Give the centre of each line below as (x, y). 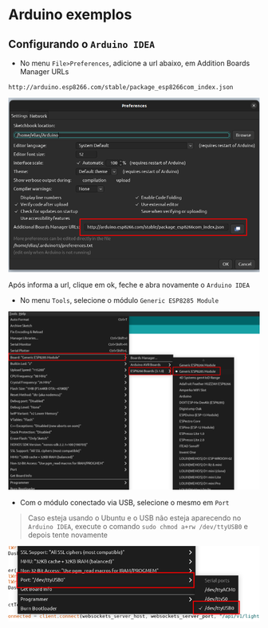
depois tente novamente (67, 535)
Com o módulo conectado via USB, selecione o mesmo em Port (124, 503)
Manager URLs (44, 72)
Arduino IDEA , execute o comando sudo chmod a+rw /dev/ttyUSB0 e (138, 527)
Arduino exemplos (70, 15)
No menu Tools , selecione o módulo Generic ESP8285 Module (119, 300)
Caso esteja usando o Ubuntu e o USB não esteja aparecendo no (134, 518)
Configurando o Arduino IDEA (82, 44)
